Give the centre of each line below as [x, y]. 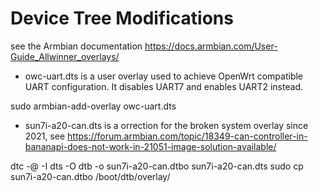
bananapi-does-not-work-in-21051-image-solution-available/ [150, 146]
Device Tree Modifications [122, 18]
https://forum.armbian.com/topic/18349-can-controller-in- [187, 136]
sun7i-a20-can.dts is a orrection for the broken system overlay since [166, 125]
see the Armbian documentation [76, 46]
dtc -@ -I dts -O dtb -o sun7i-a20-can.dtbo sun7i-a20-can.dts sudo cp [157, 166]
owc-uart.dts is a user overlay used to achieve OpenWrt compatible [164, 76]
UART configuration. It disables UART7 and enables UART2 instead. [164, 86]
